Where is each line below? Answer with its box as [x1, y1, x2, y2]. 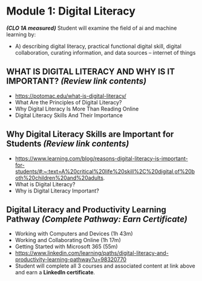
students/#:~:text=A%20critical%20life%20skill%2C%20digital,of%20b [15, 168, 195, 175]
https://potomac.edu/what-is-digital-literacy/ [15, 92, 127, 100]
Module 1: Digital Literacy [6, 4, 136, 18]
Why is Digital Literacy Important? [15, 187, 100, 194]
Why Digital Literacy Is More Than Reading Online [15, 105, 139, 112]
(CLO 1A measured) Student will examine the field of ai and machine [6, 24, 177, 32]
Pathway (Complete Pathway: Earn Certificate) [6, 214, 187, 224]
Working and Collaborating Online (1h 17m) [15, 237, 121, 244]
